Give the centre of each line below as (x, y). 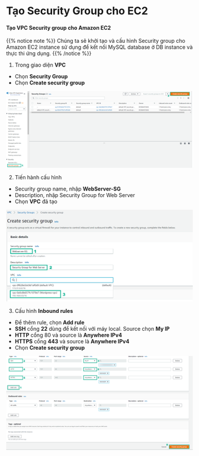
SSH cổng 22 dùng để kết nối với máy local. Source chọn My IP (92, 328)
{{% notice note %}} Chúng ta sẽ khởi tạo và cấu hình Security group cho (96, 41)
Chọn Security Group (41, 77)
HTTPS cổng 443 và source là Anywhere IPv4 (72, 341)
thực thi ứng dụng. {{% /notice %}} (49, 53)
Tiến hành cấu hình (38, 178)
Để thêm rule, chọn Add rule (49, 322)
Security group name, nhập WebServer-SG (68, 189)
